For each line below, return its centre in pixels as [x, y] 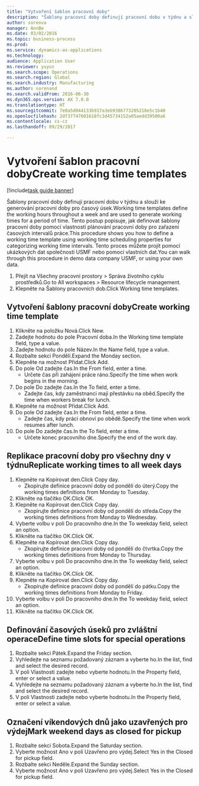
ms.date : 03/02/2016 [32, 34]
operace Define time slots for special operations [96, 639]
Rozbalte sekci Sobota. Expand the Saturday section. [79, 746]
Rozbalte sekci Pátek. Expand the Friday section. [74, 653]
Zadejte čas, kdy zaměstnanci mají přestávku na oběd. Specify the [104, 393]
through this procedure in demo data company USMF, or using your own [95, 258]
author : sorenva [27, 22]
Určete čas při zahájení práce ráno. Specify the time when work [101, 374]
